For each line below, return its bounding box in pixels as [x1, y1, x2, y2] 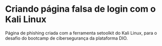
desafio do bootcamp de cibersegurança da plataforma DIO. [5, 35, 128, 41]
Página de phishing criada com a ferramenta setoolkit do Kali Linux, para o [5, 30, 157, 36]
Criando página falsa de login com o [5, 3, 156, 15]
